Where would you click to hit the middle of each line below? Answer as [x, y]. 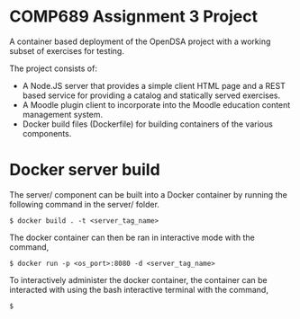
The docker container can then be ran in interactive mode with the [132, 237]
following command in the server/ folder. [85, 204]
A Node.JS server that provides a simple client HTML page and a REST [154, 85]
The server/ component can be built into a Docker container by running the [149, 194]
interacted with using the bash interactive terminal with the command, [139, 289]
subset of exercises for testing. [67, 50]
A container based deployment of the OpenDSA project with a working [140, 41]
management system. [63, 114]
